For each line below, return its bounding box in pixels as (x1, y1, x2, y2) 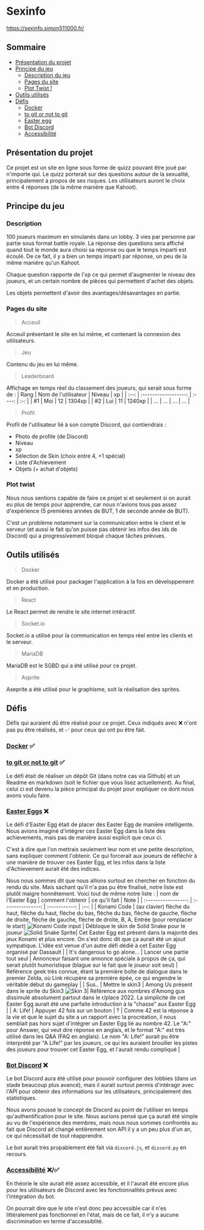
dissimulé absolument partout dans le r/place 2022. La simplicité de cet (6, 994, 186, 1001)
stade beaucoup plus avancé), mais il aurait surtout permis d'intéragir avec (6, 1082, 194, 1089)
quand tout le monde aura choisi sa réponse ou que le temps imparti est (6, 246, 187, 254)
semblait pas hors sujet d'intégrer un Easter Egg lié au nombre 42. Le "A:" (6, 1019, 191, 1027)
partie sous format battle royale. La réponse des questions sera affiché (6, 240, 185, 247)
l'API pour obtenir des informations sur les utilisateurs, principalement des (6, 1088, 192, 1095)
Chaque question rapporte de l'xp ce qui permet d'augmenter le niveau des (6, 271, 196, 279)
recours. (6, 1151, 27, 1158)
